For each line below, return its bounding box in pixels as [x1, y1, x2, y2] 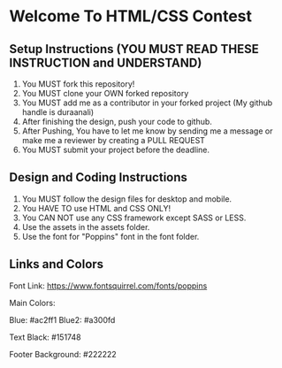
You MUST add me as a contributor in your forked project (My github [21, 97, 273, 108]
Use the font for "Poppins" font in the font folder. [21, 231, 200, 241]
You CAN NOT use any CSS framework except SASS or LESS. [21, 212, 247, 223]
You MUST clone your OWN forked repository [21, 88, 189, 98]
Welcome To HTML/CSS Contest [9, 6, 253, 27]
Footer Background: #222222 [9, 349, 117, 359]
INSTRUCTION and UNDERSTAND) [9, 55, 202, 70]
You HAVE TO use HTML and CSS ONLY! [21, 203, 171, 213]
